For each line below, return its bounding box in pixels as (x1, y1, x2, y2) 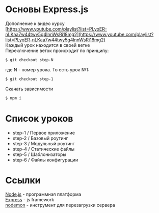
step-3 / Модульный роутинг (12, 140, 75, 146)
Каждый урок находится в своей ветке (5, 42, 90, 48)
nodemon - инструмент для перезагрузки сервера (5, 202, 116, 208)
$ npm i (5, 95, 22, 100)
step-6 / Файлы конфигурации (12, 156, 78, 163)
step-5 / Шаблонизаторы (12, 151, 66, 157)
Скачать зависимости (5, 86, 54, 92)
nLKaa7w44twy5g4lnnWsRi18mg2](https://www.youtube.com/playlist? (5, 31, 154, 37)
